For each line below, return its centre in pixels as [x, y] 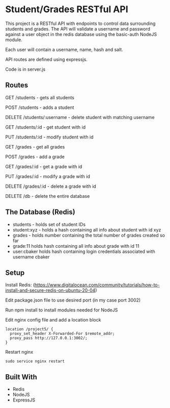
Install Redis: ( [20, 285]
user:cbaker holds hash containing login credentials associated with [84, 251]
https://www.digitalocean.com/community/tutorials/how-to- [97, 285]
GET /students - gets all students [40, 97]
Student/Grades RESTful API [67, 9]
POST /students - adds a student [40, 107]
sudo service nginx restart [35, 361]
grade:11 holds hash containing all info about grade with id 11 [76, 246]
